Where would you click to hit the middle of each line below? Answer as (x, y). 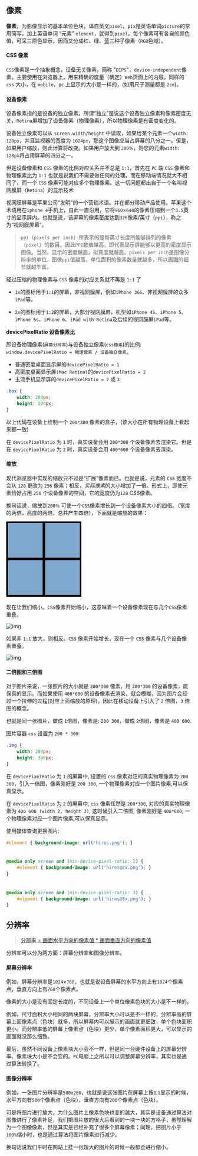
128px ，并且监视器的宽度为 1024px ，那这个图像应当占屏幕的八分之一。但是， (99, 141)
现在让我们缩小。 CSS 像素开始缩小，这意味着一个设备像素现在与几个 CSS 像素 (97, 607)
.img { (14, 746)
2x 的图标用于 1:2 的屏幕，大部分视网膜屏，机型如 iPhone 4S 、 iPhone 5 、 (100, 312)
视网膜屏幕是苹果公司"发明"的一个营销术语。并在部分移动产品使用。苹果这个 (99, 203)
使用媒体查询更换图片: (33, 831)
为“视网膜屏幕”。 (27, 225)
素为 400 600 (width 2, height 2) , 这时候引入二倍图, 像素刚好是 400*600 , (95, 811)
